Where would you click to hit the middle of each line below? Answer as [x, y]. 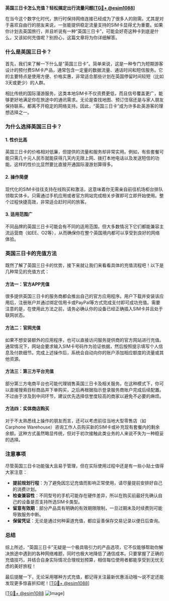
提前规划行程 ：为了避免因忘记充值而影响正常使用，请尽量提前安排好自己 [87, 483]
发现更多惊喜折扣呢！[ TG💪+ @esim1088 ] [47, 583]
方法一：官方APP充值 [27, 284]
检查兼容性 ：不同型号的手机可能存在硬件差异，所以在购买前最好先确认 [85, 496]
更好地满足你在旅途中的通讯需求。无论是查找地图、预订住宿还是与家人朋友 [87, 100]
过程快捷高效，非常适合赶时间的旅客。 [49, 202]
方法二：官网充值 [23, 327]
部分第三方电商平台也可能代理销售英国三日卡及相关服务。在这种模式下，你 [82, 384]
